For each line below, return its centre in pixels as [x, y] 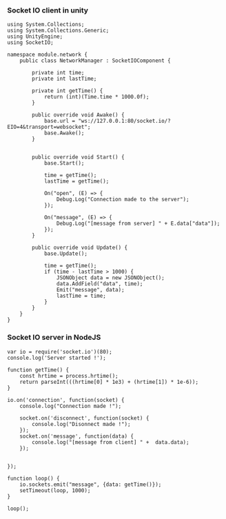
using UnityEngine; [35, 37]
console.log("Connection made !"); [71, 406]
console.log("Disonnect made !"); [81, 424]
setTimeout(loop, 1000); [55, 490]
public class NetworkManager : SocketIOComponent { [95, 61]
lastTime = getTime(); [76, 181]
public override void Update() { [80, 248]
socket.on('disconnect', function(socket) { [84, 418]
